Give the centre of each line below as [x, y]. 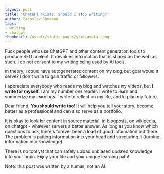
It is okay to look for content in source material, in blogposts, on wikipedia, [81, 121]
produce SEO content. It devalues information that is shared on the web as [81, 56]
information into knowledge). [34, 141]
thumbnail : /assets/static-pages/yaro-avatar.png [57, 37]
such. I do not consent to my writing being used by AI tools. [66, 62]
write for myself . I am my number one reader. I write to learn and [71, 91]
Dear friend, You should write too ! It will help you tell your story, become [79, 106]
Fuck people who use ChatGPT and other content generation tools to [75, 51]
